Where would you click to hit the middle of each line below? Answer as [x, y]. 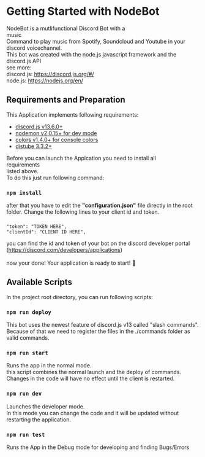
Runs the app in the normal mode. [49, 365]
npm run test [26, 435]
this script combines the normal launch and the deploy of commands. [94, 372]
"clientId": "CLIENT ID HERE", [46, 232]
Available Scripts [39, 282]
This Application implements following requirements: [73, 114]
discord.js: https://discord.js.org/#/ [50, 74]
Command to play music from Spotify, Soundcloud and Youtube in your [96, 41]
